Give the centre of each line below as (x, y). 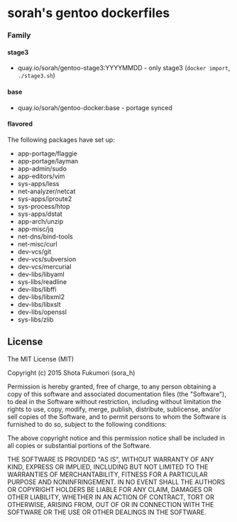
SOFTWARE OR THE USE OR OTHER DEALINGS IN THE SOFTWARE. (107, 512)
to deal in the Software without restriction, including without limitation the (114, 401)
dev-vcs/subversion (47, 259)
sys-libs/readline (42, 281)
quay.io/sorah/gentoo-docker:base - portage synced (95, 107)
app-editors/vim (41, 176)
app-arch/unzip (40, 221)
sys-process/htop (44, 206)
